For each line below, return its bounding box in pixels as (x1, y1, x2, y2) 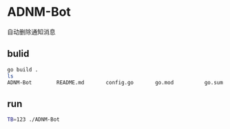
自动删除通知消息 (7, 27, 56, 36)
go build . (7, 66, 39, 73)
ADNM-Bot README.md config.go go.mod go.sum (7, 79, 224, 86)
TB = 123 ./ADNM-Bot (7, 116, 60, 124)
